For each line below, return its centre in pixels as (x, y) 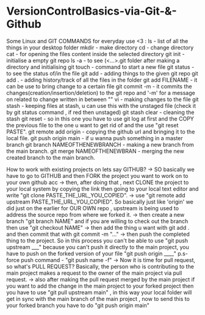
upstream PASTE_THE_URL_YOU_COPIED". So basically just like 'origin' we (100, 202)
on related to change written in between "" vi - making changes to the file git (103, 99)
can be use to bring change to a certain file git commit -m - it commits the (99, 86)
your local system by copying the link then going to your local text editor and (103, 189)
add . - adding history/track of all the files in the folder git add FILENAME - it (102, 80)
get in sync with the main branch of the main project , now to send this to (98, 299)
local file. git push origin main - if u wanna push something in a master (95, 138)
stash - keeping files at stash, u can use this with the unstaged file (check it (101, 105)
